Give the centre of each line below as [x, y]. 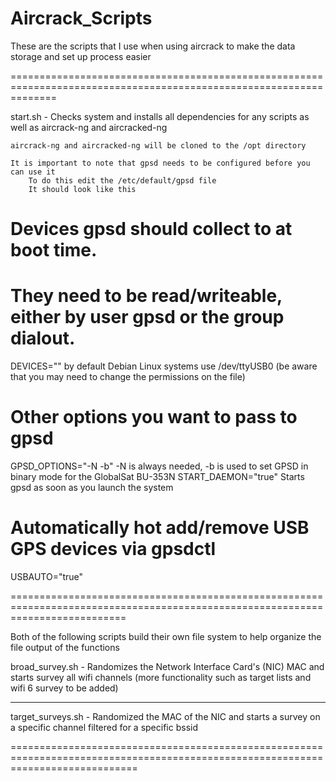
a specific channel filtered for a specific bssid [104, 727]
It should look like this [82, 189]
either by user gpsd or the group [147, 317]
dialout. [43, 338]
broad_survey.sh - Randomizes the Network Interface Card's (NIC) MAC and [167, 666]
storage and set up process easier [81, 56]
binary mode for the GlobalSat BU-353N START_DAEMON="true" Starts [157, 476]
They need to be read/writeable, [146, 296]
